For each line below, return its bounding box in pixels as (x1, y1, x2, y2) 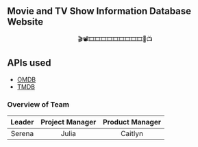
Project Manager (40, 117, 97, 126)
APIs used (7, 57, 51, 69)
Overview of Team (7, 99, 70, 109)
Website (7, 16, 43, 28)
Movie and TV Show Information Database (7, 5, 192, 17)
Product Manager (102, 117, 162, 126)
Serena (10, 129, 34, 138)
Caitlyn (121, 129, 144, 138)
